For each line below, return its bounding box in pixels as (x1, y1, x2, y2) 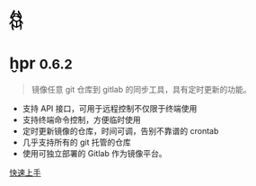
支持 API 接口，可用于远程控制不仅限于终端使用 (22, 102, 198, 113)
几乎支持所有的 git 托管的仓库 (22, 137, 132, 147)
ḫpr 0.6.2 (9, 53, 74, 74)
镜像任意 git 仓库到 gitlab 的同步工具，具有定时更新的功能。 (31, 84, 252, 94)
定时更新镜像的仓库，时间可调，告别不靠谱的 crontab (22, 125, 219, 136)
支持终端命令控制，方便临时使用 (22, 114, 141, 125)
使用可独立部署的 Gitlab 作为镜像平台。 (22, 147, 167, 158)
